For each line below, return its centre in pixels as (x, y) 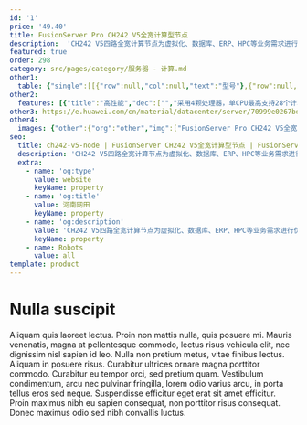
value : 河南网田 (62, 205)
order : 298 (30, 60)
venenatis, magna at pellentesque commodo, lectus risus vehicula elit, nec (150, 345)
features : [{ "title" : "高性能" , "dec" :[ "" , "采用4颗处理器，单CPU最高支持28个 (154, 103)
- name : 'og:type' (61, 171)
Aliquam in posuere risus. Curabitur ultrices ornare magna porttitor (135, 364)
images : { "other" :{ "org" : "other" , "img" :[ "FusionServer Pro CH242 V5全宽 (158, 129)
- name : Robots (55, 248)
